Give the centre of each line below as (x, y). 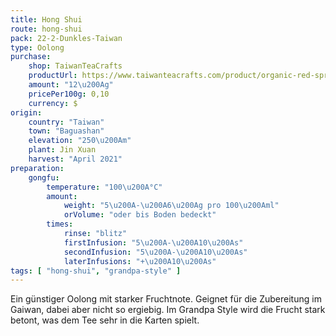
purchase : (31, 57)
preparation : (37, 168)
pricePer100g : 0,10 (69, 94)
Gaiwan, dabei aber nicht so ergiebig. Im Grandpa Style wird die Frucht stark (168, 310)
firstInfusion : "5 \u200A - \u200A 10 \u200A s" (153, 242)
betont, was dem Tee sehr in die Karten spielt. (105, 320)
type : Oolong (37, 47)
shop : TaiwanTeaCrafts (75, 66)
